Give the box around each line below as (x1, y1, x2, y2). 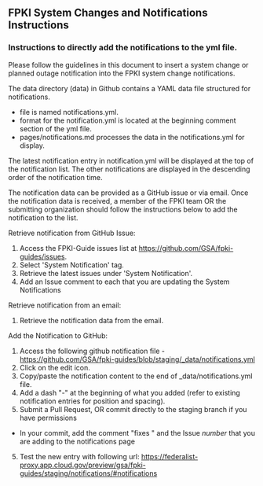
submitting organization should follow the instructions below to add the (8, 204, 238, 214)
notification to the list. (8, 212, 79, 223)
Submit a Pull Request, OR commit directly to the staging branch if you (19, 404, 247, 414)
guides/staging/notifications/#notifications (19, 468, 158, 478)
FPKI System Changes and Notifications (8, 6, 208, 20)
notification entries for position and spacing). (19, 396, 166, 406)
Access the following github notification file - (19, 346, 165, 355)
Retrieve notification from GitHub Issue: (8, 228, 136, 237)
